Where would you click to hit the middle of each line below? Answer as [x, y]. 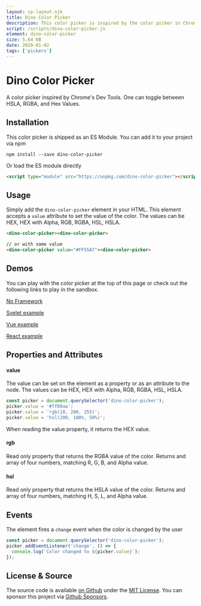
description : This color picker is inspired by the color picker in [93, 23]
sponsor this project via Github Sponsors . [57, 597]
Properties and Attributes [54, 355]
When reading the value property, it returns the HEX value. [78, 429]
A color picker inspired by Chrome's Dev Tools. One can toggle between [95, 97]
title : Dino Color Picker [38, 17]
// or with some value [34, 244]
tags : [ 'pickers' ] [29, 51]
